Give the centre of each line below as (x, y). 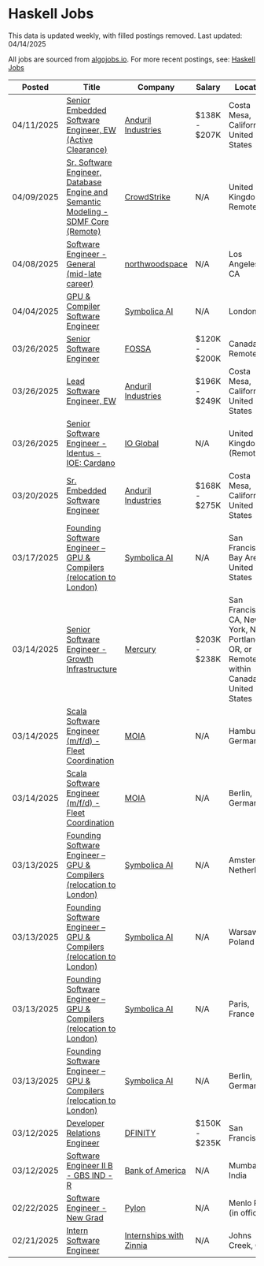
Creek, (241, 1245)
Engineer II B (90, 1165)
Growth (80, 659)
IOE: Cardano (91, 463)
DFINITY (140, 1133)
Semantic (84, 202)
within (240, 668)
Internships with (154, 1235)
